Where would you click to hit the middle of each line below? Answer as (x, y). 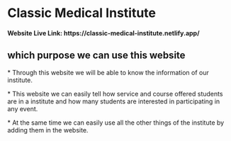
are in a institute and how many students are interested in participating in (114, 101)
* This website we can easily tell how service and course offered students (115, 94)
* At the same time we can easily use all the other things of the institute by (116, 123)
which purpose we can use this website (96, 56)
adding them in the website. (48, 130)
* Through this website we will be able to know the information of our (108, 72)
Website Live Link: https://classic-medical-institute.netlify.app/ (103, 33)
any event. (23, 108)
